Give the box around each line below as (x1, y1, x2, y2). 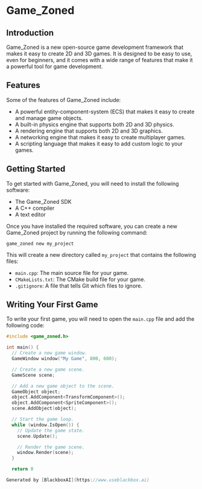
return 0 (11, 466, 34, 472)
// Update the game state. (17, 427, 85, 434)
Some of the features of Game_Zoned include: (6, 96, 121, 103)
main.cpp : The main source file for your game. (14, 269, 129, 276)
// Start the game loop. (11, 417, 74, 423)
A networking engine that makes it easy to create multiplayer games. (14, 133, 186, 140)
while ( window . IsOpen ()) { (11, 421, 80, 428)
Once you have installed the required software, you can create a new (6, 222, 178, 230)
